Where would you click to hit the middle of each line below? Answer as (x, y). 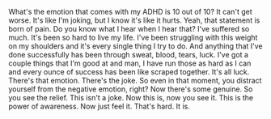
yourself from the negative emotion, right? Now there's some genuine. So (131, 89)
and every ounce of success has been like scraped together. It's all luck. (129, 72)
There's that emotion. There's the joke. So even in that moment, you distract (135, 81)
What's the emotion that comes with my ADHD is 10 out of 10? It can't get (130, 12)
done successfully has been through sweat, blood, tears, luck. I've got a (129, 55)
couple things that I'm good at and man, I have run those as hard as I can (130, 63)
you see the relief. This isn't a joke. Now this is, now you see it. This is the (131, 98)
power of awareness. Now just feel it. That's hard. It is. (99, 106)
